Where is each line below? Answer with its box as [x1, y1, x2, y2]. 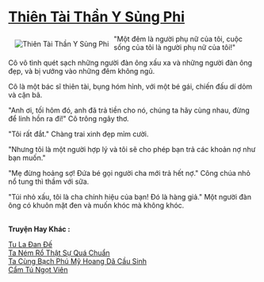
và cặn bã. [8, 90, 43, 99]
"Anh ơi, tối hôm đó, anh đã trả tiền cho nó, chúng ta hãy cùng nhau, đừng [8, 105, 250, 115]
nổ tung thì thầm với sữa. [8, 177, 90, 186]
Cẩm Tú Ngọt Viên [8, 265, 69, 274]
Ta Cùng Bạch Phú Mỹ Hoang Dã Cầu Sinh [8, 256, 147, 265]
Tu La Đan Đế [8, 239, 53, 249]
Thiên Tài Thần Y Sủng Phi [8, 8, 185, 26]
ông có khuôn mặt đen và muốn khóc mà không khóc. [8, 200, 185, 210]
